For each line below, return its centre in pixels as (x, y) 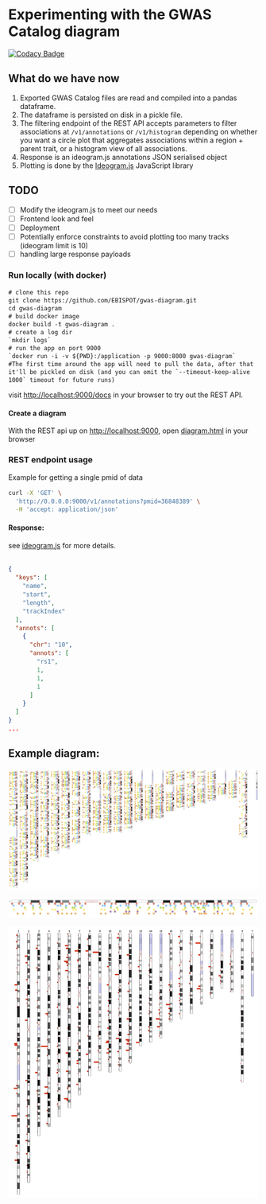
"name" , (35, 586)
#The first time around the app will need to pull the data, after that (131, 364)
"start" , (37, 594)
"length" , (39, 602)
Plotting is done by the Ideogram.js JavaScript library (106, 166)
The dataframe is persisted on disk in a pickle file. (101, 115)
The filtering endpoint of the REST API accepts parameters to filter (128, 123)
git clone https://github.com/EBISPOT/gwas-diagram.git (102, 301)
